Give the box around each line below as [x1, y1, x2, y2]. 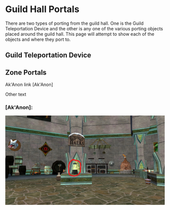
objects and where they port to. [5, 36, 71, 42]
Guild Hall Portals [5, 4, 79, 15]
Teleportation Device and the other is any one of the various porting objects [5, 25, 163, 31]
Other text [5, 91, 26, 97]
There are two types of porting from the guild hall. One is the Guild [5, 20, 144, 26]
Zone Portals [5, 68, 47, 77]
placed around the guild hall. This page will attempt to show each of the [5, 31, 154, 37]
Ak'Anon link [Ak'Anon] [5, 82, 53, 88]
